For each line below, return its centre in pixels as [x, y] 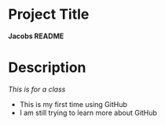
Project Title [49, 14]
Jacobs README [36, 36]
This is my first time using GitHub [73, 104]
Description [47, 68]
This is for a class [37, 89]
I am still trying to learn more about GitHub [88, 112]
